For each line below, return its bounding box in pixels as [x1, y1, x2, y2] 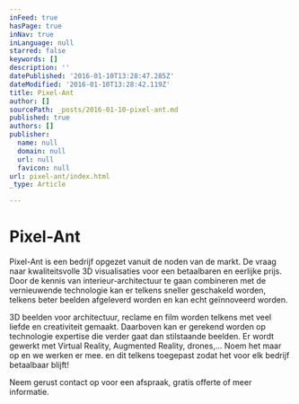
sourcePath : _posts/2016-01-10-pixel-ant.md [9, 105, 179, 114]
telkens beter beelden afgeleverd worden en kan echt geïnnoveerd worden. [9, 294, 288, 305]
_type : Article [9, 180, 66, 189]
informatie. [9, 387, 49, 398]
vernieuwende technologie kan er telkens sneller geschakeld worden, [9, 285, 267, 296]
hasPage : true [9, 22, 63, 31]
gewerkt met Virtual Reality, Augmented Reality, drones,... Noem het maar [9, 340, 282, 351]
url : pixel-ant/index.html [9, 171, 110, 180]
